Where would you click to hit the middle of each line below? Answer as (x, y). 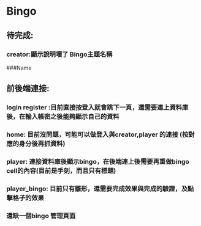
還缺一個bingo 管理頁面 (41, 216)
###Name (19, 68)
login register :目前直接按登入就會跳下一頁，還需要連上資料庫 (97, 108)
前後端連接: (28, 89)
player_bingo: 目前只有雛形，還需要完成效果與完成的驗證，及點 (100, 189)
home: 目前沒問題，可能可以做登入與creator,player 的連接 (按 (97, 134)
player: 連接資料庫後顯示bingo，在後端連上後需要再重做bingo (98, 162)
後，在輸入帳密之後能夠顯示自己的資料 (63, 117)
